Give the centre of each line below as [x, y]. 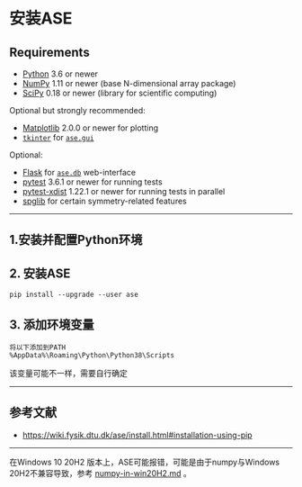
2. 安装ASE [40, 273]
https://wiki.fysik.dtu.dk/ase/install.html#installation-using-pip [138, 435]
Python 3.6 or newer [60, 74]
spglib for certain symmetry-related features [104, 201]
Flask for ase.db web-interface [79, 172]
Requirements [49, 52]
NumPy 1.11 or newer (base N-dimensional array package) [129, 83]
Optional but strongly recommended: [77, 110]
